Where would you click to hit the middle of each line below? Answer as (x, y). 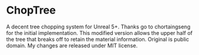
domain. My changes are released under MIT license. (72, 46)
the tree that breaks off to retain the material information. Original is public (98, 39)
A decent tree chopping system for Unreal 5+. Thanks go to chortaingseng (98, 27)
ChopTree (31, 10)
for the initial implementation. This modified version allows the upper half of (99, 33)
